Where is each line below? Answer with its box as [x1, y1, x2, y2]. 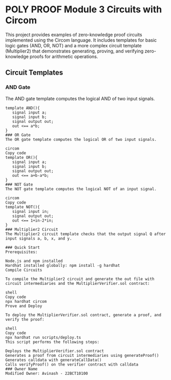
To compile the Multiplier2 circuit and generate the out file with [5, 276, 155, 281]
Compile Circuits [5, 267, 42, 273]
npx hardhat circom [5, 299, 47, 304]
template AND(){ [5, 105, 40, 111]
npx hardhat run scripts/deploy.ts [5, 335, 81, 340]
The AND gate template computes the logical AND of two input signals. [5, 95, 155, 101]
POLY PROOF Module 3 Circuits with [5, 4, 162, 15]
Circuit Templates [5, 68, 63, 77]
